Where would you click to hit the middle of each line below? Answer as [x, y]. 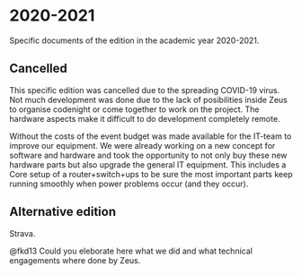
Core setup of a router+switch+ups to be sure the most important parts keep [151, 174]
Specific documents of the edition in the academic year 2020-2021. [134, 40]
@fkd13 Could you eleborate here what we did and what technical [131, 251]
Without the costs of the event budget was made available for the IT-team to [151, 136]
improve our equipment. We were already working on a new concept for [142, 145]
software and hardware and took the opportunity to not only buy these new [148, 155]
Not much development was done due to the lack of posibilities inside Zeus [148, 99]
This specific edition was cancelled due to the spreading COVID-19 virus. [145, 90]
